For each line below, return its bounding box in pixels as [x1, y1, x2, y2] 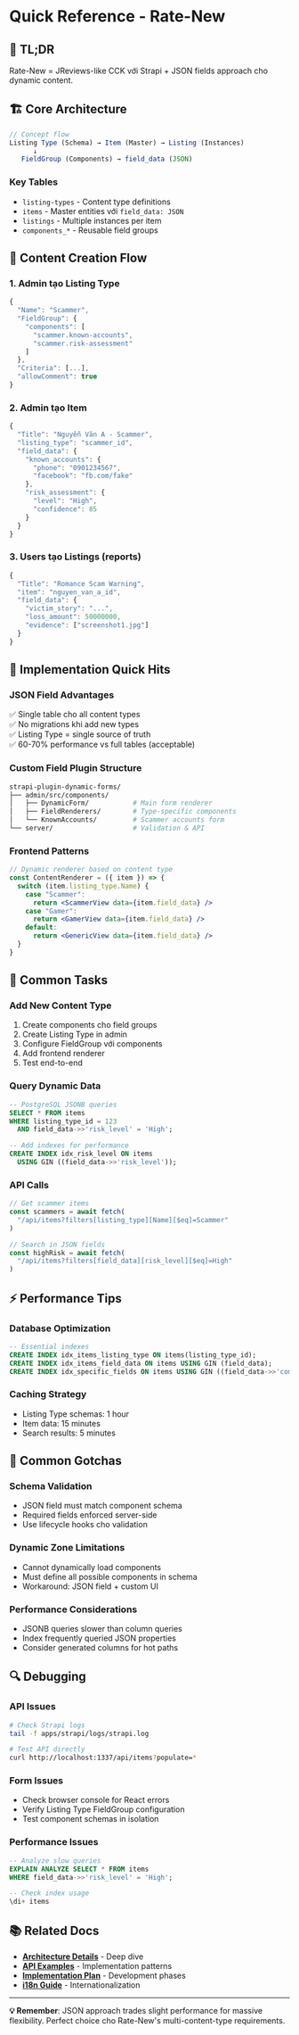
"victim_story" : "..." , [25, 604, 114, 613]
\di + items [9, 1898, 50, 1907]
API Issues [9, 1700, 56, 1713]
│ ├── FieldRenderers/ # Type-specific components [9, 807, 238, 816]
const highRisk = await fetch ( [9, 1248, 125, 1257]
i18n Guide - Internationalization [21, 1979, 141, 1990]
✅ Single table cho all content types [9, 709, 141, 720]
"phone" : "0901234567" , [32, 463, 122, 472]
